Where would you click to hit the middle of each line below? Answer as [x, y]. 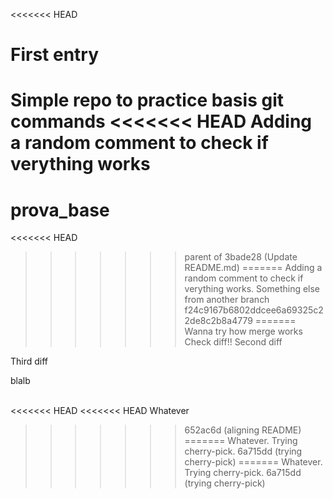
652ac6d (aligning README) [243, 430]
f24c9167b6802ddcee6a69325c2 [254, 310]
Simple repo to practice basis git [147, 100]
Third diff [29, 361]
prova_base [60, 210]
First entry [55, 55]
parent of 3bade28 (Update [241, 257]
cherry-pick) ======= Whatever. [253, 462]
